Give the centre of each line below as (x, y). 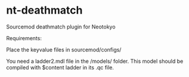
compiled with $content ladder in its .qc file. (60, 67)
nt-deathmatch (44, 10)
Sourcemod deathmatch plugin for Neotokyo (61, 27)
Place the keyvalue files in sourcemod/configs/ (64, 49)
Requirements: (24, 38)
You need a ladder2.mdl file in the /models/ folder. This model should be (95, 61)
